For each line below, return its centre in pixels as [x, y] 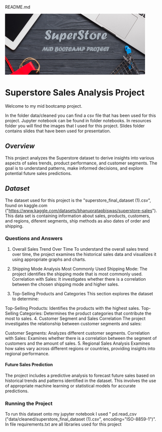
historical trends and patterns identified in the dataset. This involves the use [81, 381]
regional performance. [27, 353]
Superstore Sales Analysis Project [75, 93]
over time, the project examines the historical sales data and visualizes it [84, 254]
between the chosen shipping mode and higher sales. [66, 284]
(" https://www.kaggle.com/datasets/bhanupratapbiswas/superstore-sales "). [81, 210]
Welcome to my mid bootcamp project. [44, 106]
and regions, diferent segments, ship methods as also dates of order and [77, 221]
